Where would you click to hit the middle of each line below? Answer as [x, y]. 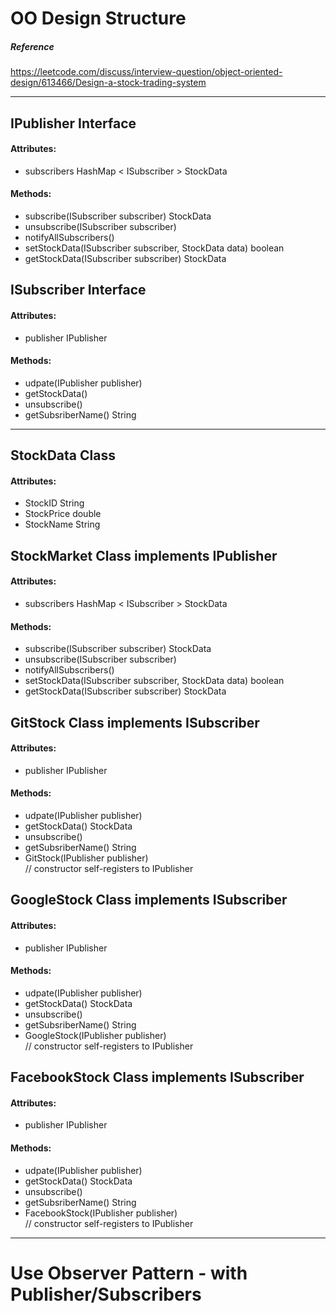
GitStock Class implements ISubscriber [135, 722]
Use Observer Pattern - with [129, 1273]
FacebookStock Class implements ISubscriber [157, 1077]
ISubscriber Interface [78, 290]
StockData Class [63, 455]
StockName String [62, 524]
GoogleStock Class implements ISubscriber [149, 900]
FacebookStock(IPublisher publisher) [101, 1213]
